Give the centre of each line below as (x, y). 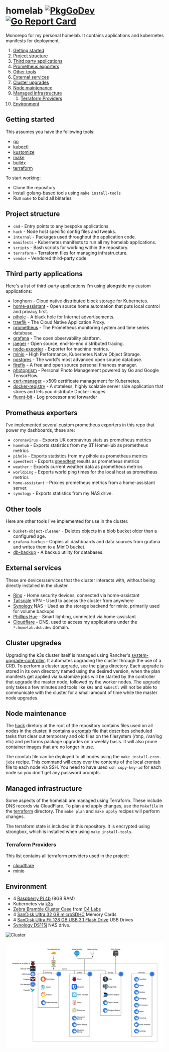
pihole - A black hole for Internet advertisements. (64, 317)
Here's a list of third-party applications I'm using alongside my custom (78, 286)
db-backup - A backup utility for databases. (58, 552)
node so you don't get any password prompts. (53, 773)
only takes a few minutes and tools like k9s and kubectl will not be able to (81, 687)
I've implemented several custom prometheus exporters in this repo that (80, 425)
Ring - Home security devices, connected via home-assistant (76, 595)
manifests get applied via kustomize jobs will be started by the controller (80, 676)
